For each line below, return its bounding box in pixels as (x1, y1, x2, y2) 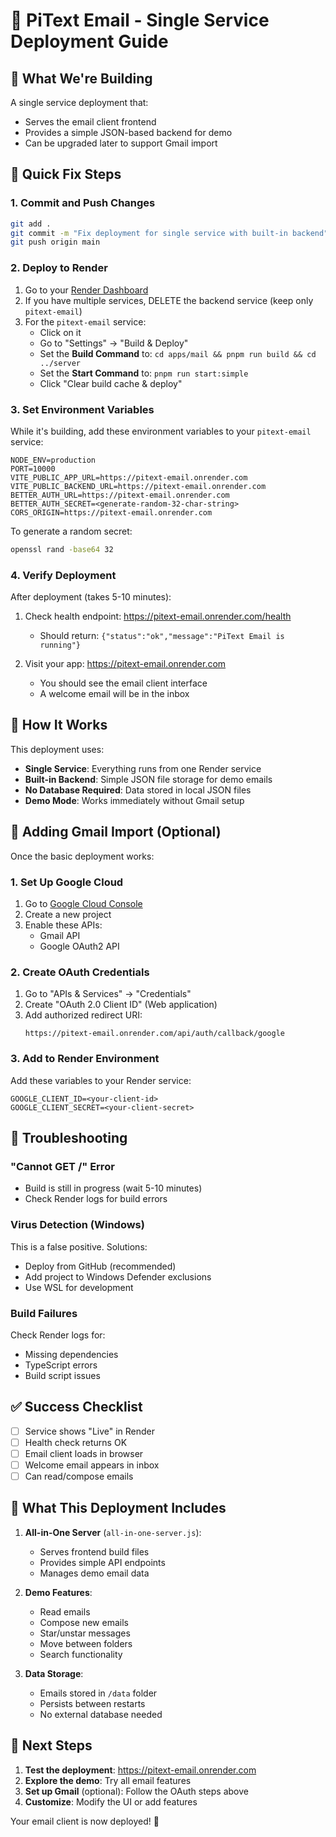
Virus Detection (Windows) (10, 1218, 145, 1232)
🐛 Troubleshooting (10, 1129, 128, 1146)
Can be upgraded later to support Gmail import (24, 137, 218, 149)
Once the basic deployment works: (10, 850, 155, 862)
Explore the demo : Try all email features (24, 1774, 192, 1786)
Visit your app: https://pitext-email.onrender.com (24, 658, 227, 670)
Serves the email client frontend (24, 116, 157, 128)
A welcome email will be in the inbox (39, 688, 190, 700)
